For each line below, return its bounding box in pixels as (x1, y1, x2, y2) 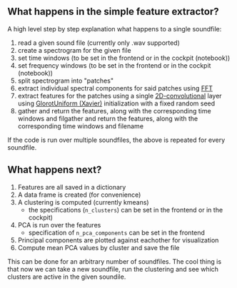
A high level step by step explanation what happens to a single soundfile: (7, 24, 222, 33)
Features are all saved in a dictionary (17, 182, 126, 191)
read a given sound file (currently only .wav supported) (17, 38, 181, 47)
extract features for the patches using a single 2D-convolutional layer (17, 91, 223, 100)
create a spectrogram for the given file (17, 46, 131, 54)
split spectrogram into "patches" (17, 76, 114, 85)
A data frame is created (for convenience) (17, 190, 141, 199)
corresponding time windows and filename (17, 121, 144, 130)
